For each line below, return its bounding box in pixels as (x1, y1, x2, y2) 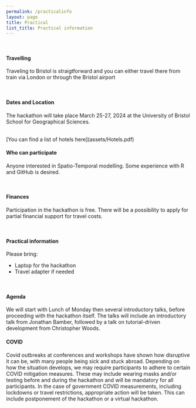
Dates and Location (6, 99, 55, 106)
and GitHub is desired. (6, 168, 60, 175)
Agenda (6, 293, 26, 300)
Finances (6, 193, 29, 200)
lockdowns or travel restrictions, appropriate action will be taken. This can (6, 389, 185, 396)
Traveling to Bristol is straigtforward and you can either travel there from (6, 68, 181, 75)
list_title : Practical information (6, 25, 93, 31)
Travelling (6, 54, 31, 62)
